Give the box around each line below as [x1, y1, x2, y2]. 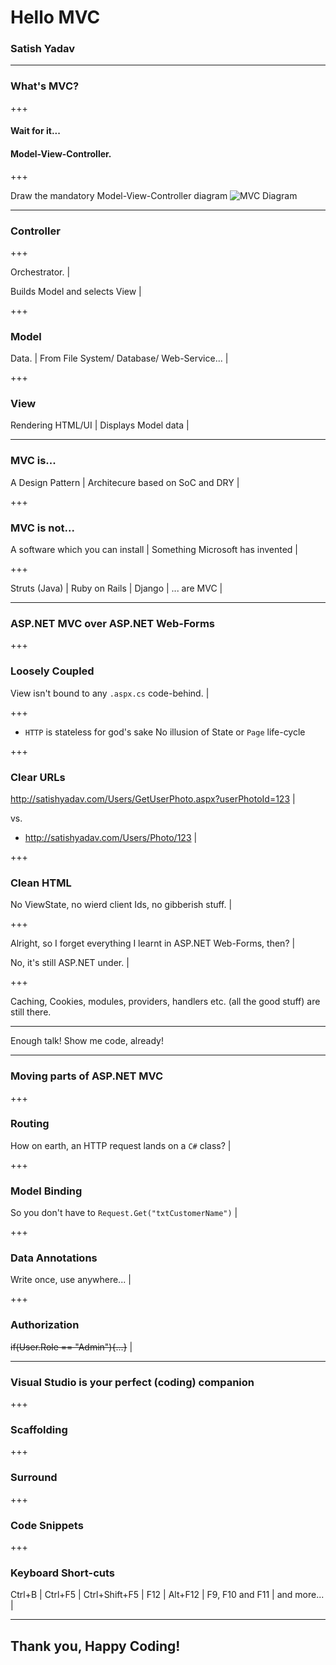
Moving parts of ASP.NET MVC [10, 1069, 164, 1083]
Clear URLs [10, 770, 66, 784]
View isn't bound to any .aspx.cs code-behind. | [10, 687, 210, 699]
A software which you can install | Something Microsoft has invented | [10, 544, 298, 556]
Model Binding [10, 1184, 83, 1198]
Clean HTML [10, 876, 72, 890]
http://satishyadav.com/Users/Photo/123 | [24, 831, 198, 843]
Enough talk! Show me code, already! [10, 1035, 164, 1047]
